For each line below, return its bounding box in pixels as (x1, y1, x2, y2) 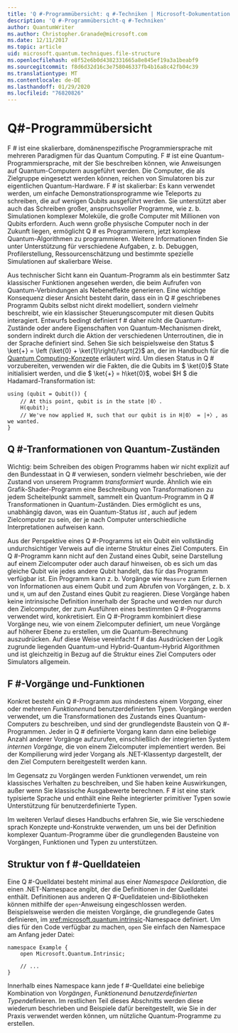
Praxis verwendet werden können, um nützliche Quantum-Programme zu (7, 1011, 222, 1020)
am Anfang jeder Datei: (7, 930, 75, 938)
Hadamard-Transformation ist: (7, 377, 96, 385)
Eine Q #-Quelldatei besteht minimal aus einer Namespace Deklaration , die (7, 877, 227, 886)
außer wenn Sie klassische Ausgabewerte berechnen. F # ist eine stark (7, 786, 215, 795)
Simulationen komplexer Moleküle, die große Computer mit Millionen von (7, 212, 220, 220)
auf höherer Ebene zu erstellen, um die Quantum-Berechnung (7, 627, 188, 636)
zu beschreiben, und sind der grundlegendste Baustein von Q (41, 719, 222, 728)
